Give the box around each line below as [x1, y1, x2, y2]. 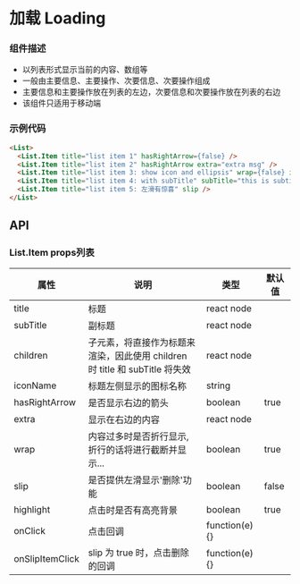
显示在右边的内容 [87, 413, 161, 426]
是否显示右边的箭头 [87, 396, 170, 409]
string [206, 379, 231, 392]
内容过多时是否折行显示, [87, 430, 189, 443]
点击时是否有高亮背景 [87, 504, 179, 516]
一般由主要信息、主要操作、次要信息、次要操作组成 [21, 75, 211, 86]
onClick [13, 524, 46, 537]
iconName [13, 379, 57, 392]
